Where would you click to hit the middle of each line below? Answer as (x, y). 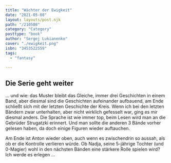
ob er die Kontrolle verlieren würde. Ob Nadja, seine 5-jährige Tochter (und (84, 144)
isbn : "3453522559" (26, 48)
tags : (11, 53)
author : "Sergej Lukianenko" (36, 39)
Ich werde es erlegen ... (30, 155)
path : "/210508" (23, 24)
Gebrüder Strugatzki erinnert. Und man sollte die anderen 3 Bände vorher (83, 123)
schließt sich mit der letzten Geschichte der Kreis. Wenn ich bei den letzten (85, 106)
